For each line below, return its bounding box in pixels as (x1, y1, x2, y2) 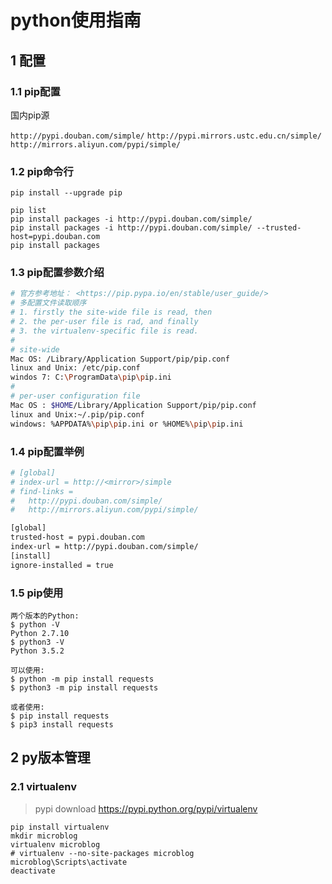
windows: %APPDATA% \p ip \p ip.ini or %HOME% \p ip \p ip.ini (10, 419, 244, 429)
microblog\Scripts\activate (10, 857, 128, 867)
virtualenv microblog (10, 839, 101, 850)
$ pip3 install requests (10, 719, 114, 730)
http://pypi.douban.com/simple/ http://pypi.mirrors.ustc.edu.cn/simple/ (10, 131, 322, 141)
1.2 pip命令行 (10, 164, 74, 178)
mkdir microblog (10, 831, 78, 841)
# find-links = (10, 486, 74, 496)
